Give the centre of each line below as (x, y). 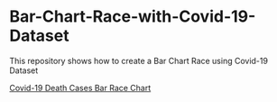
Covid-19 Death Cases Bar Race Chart (80, 88)
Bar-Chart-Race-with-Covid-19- (133, 17)
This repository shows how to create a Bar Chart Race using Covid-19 (139, 60)
